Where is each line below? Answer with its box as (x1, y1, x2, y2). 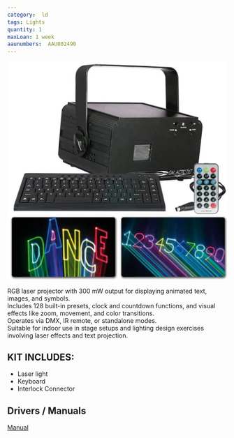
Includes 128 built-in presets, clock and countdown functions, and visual (7, 301, 216, 310)
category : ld (7, 11, 49, 18)
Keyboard (17, 377, 46, 386)
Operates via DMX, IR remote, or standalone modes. (7, 316, 157, 324)
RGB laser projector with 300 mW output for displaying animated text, (7, 287, 207, 295)
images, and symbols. (7, 294, 71, 303)
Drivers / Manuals (7, 405, 87, 416)
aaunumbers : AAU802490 (7, 40, 77, 48)
